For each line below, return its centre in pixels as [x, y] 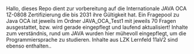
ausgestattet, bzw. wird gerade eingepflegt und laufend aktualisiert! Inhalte [97, 27]
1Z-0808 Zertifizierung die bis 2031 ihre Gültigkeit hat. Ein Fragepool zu [93, 15]
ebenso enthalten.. [29, 46]
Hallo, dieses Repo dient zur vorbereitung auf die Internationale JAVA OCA [96, 9]
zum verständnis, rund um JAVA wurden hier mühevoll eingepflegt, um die [96, 33]
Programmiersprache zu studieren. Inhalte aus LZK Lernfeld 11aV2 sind [92, 40]
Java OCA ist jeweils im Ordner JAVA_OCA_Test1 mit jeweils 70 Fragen [91, 21]
